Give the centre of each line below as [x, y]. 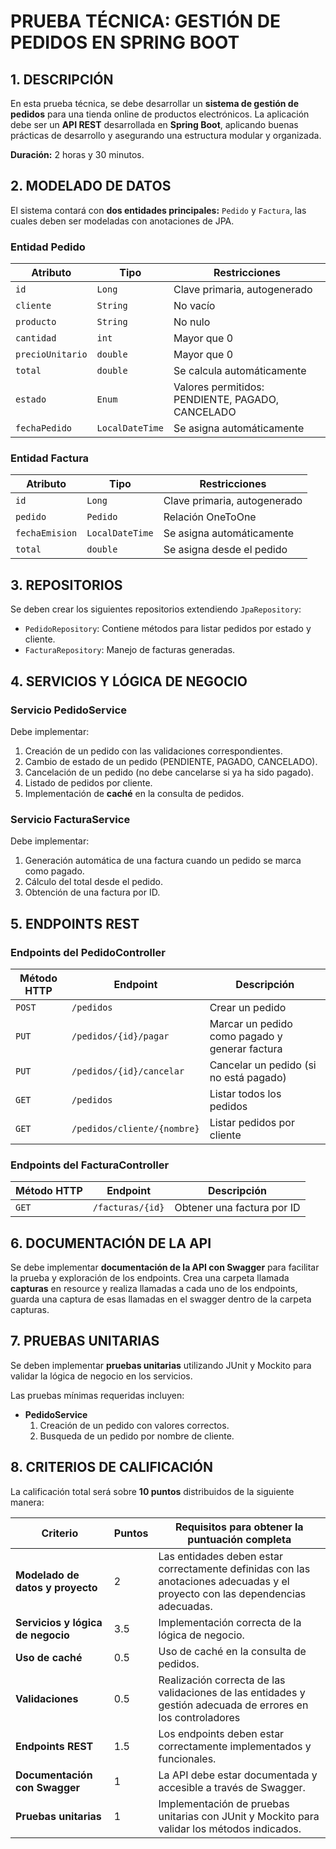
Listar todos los [245, 1093]
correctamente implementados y [235, 1746]
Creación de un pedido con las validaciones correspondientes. [153, 751]
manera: [27, 1502]
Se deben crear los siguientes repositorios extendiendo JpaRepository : [156, 609]
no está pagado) [248, 1077]
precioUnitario [51, 354]
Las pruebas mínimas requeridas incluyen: [97, 1395]
